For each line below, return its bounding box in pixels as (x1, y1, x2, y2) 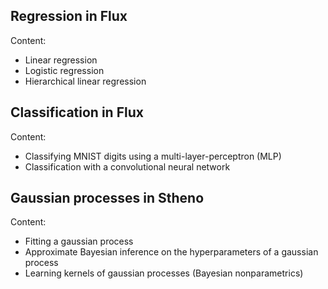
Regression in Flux (10, 8, 128, 25)
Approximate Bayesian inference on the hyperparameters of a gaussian (24, 246, 319, 258)
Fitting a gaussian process (24, 235, 134, 248)
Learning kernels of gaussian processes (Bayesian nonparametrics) (24, 267, 304, 279)
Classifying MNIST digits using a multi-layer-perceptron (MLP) (24, 150, 282, 162)
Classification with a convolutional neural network (24, 160, 231, 173)
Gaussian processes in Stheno (10, 190, 205, 207)
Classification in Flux (10, 104, 144, 121)
